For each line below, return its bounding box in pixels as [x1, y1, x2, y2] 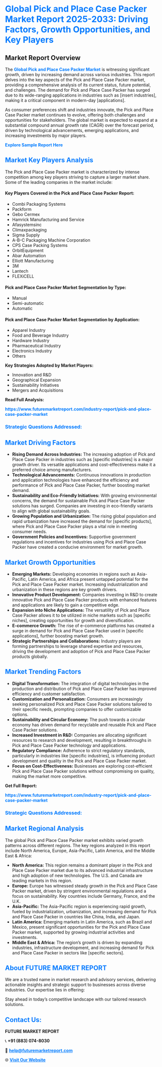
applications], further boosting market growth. [12, 633, 104, 639]
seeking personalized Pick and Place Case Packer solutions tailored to [12, 701, 152, 707]
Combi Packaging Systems [12, 201, 66, 207]
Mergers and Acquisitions [12, 387, 64, 394]
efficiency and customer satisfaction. [12, 690, 86, 697]
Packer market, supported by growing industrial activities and [12, 929, 135, 935]
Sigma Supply [12, 232, 40, 238]
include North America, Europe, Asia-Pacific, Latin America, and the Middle [5, 848, 155, 854]
